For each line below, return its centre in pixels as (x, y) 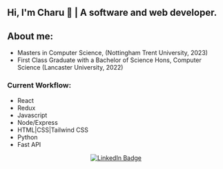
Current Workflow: (39, 86)
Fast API (29, 144)
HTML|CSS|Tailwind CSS (52, 130)
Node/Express (38, 122)
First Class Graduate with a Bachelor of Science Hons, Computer (109, 60)
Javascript (32, 115)
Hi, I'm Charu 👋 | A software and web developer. (112, 13)
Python (27, 137)
